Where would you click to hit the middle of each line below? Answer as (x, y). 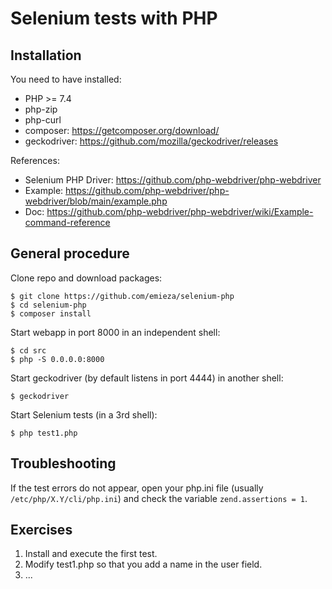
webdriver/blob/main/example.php (96, 201)
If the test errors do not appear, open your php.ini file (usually (137, 488)
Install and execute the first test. (91, 554)
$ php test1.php (44, 433)
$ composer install (51, 313)
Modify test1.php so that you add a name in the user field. (143, 564)
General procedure (70, 253)
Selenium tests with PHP (114, 18)
